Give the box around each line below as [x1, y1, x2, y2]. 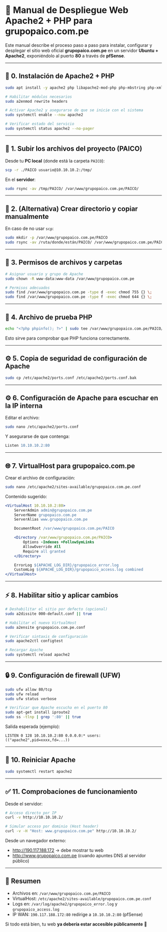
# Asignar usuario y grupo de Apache [5, 271, 83, 276]
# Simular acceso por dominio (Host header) [5, 824, 99, 829]
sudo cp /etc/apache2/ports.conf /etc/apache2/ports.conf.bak [5, 375, 137, 380]
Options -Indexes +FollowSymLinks [23, 540, 94, 545]
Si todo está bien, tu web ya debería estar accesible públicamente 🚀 [5, 921, 148, 927]
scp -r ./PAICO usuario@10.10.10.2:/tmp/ [5, 167, 92, 173]
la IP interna [5, 401, 43, 410]
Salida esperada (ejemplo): [5, 724, 61, 730]
